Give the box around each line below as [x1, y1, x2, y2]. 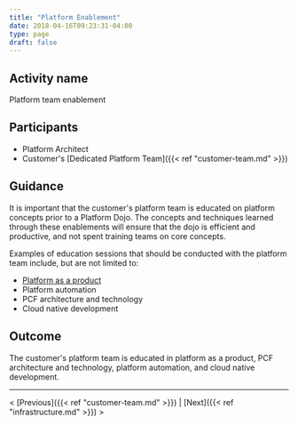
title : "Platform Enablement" [9, 12, 122, 22]
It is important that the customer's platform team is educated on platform [9, 202, 275, 213]
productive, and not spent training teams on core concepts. [9, 230, 226, 241]
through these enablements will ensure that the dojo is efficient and [9, 221, 255, 232]
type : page [9, 29, 50, 38]
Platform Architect [21, 143, 89, 154]
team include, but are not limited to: [9, 257, 139, 268]
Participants [9, 120, 78, 135]
